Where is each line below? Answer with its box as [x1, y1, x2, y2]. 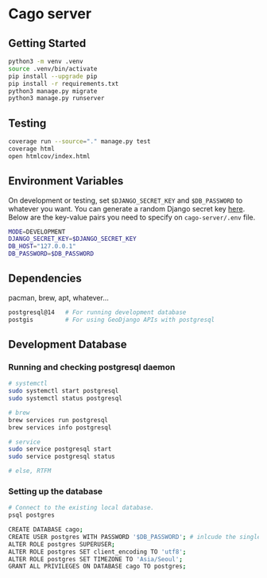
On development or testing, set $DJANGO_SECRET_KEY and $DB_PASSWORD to [8, 196, 243, 205]
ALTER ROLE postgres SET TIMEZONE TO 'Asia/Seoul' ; [8, 555, 183, 563]
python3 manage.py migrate [8, 87, 98, 95]
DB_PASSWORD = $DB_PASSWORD [8, 250, 94, 258]
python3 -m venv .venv [8, 57, 83, 65]
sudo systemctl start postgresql [8, 387, 119, 395]
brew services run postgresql [8, 416, 109, 424]
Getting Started [8, 37, 87, 50]
